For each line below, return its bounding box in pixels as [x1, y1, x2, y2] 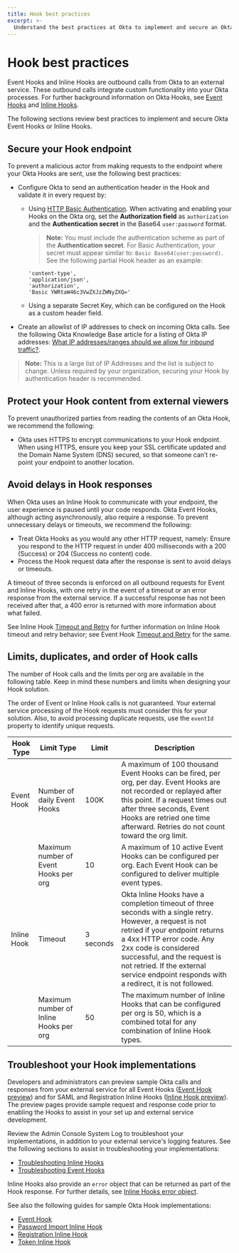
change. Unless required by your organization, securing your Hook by [24, 367, 230, 375]
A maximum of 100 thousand [120, 759, 219, 769]
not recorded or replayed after [120, 786, 222, 796]
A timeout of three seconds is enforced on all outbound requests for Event [7, 578, 225, 587]
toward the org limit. [120, 830, 188, 840]
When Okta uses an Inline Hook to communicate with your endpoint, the [7, 497, 218, 506]
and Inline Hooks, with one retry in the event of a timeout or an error [7, 585, 207, 594]
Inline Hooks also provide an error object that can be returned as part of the [7, 1180, 231, 1188]
